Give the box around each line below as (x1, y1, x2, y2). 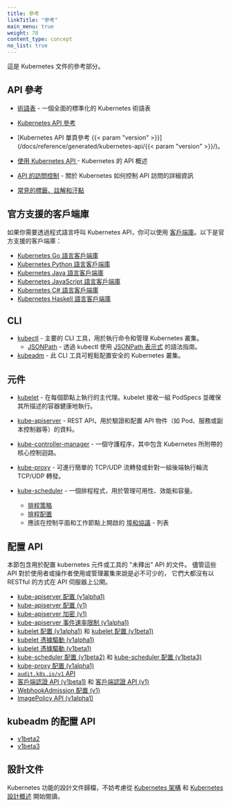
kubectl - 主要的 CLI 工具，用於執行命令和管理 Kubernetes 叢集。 (17, 334, 203, 342)
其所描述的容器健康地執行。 (17, 402, 97, 410)
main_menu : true (7, 23, 54, 30)
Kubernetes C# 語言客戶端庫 (17, 286, 99, 294)
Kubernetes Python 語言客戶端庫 (17, 260, 111, 268)
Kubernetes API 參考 (17, 118, 76, 127)
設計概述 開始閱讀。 (7, 792, 64, 800)
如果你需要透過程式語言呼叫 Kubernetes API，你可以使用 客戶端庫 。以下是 (7, 228, 219, 236)
